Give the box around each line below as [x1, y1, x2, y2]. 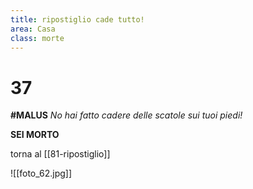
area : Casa [10, 24, 56, 34]
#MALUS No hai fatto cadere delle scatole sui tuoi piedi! [10, 109, 243, 121]
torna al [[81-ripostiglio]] [10, 148, 111, 160]
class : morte [10, 33, 65, 43]
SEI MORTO [10, 129, 60, 141]
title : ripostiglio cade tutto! [10, 14, 145, 25]
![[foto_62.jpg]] [10, 167, 73, 180]
